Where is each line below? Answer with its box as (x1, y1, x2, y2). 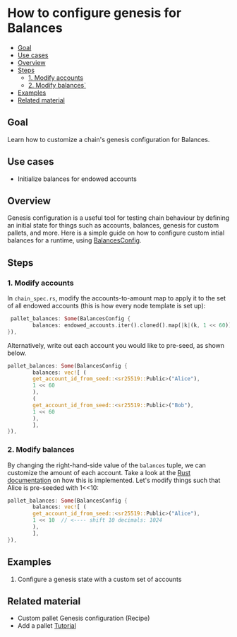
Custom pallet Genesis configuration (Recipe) (17, 614, 150, 623)
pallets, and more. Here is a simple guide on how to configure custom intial (7, 228, 225, 238)
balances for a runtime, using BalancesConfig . (7, 236, 142, 245)
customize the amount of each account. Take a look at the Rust (7, 468, 191, 477)
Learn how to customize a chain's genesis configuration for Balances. (7, 135, 210, 144)
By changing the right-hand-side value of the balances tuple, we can (7, 461, 207, 469)
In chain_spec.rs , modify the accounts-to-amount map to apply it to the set (7, 294, 226, 303)
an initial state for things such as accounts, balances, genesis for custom (7, 221, 219, 230)
